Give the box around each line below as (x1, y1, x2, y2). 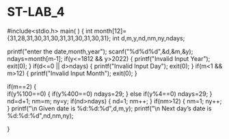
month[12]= (94, 27, 127, 35)
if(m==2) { (7, 82, 37, 90)
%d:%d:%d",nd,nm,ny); (7, 111, 74, 120)
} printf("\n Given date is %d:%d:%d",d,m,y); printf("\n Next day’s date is (7, 104, 212, 112)
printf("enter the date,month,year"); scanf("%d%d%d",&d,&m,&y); (7, 47, 193, 55)
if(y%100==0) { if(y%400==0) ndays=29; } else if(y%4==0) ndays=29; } (7, 90, 213, 98)
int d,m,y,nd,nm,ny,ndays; (112, 34, 185, 42)
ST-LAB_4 (7, 4, 65, 20)
